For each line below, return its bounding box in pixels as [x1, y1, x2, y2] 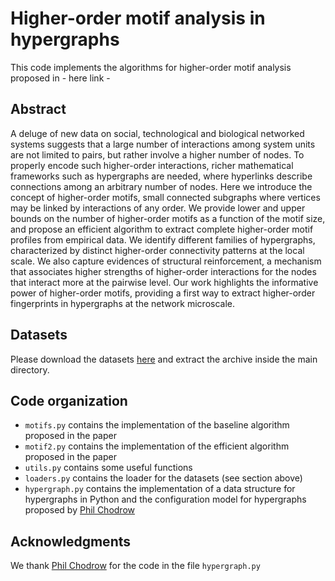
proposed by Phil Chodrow [24, 504, 135, 516]
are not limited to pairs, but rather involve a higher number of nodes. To [10, 148, 305, 161]
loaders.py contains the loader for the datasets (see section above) [24, 472, 303, 484]
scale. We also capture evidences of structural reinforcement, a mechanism [10, 255, 322, 267]
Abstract [10, 101, 67, 118]
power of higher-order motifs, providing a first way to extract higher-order [10, 287, 316, 299]
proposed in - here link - [10, 72, 111, 84]
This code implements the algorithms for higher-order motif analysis [10, 61, 292, 73]
